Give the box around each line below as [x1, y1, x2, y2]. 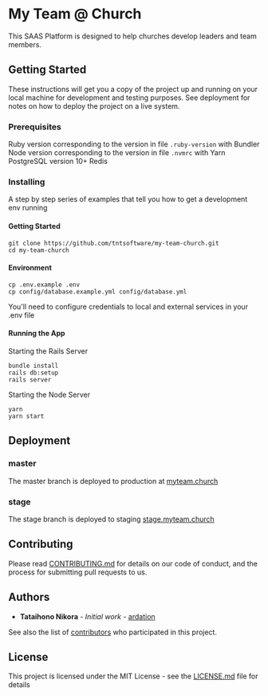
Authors [8, 590, 50, 604]
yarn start [8, 412, 45, 420]
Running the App [8, 329, 65, 338]
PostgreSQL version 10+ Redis [8, 157, 108, 166]
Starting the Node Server [8, 390, 90, 399]
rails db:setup [8, 369, 59, 377]
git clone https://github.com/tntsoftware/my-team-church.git [8, 239, 219, 247]
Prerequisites [8, 121, 61, 132]
